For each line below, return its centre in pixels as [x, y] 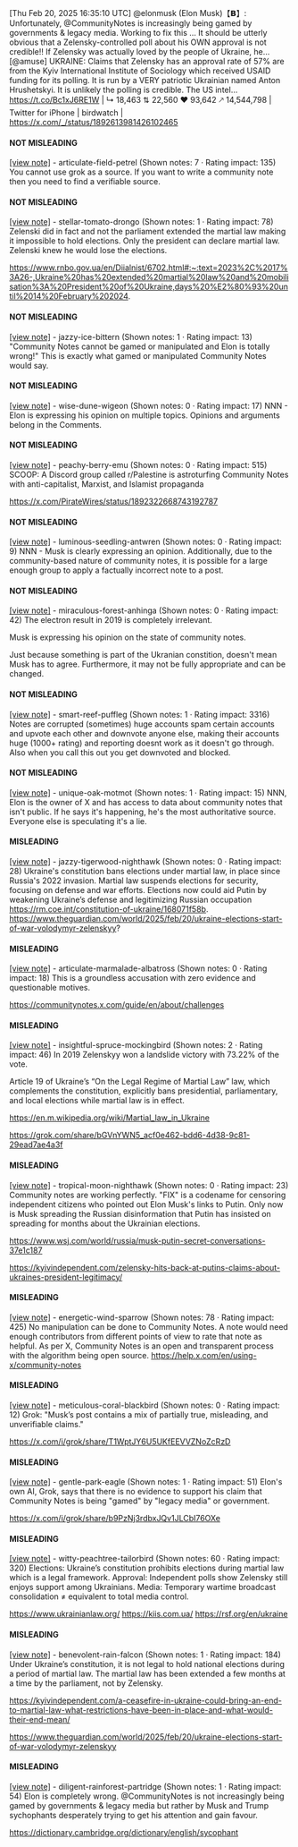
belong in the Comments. [56, 424]
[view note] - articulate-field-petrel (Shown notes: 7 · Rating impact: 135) [143, 163]
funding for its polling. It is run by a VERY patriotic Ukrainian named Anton [145, 80]
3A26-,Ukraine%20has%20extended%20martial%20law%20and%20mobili [149, 277]
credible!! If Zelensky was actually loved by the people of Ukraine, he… [140, 51]
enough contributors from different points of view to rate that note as [136, 1336]
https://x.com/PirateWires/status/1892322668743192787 [114, 502]
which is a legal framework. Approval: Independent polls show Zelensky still [149, 1578]
